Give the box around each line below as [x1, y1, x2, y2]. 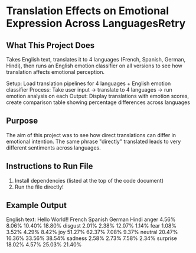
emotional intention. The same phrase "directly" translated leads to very [6, 138, 181, 145]
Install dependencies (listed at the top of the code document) [14, 177, 164, 184]
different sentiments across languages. [6, 144, 102, 151]
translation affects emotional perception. [6, 69, 105, 75]
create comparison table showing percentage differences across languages [6, 99, 191, 106]
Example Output [6, 200, 67, 210]
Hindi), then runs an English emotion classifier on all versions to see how [6, 62, 183, 69]
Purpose [6, 116, 38, 126]
